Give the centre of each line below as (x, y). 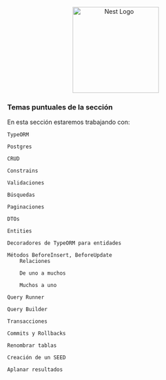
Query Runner (26, 297)
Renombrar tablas (32, 346)
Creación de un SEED (37, 358)
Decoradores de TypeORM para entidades (64, 243)
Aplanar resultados (35, 370)
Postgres (20, 147)
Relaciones (35, 262)
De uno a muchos (43, 273)
